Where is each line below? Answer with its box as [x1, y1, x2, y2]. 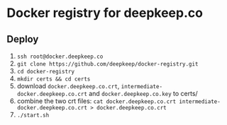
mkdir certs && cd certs [16, 76, 91, 83]
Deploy [6, 33, 39, 45]
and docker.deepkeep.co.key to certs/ [89, 90, 198, 97]
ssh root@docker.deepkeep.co [16, 53, 104, 60]
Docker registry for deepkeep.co [6, 5, 204, 21]
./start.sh [16, 112, 50, 119]
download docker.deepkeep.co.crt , [16, 82, 120, 90]
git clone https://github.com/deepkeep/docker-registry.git [16, 61, 199, 68]
